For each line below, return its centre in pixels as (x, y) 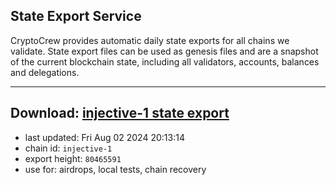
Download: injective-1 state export (120, 113)
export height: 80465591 (73, 158)
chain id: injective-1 (68, 148)
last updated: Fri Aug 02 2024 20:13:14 (104, 137)
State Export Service (76, 16)
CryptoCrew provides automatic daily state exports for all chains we (150, 40)
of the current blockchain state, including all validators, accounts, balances (165, 61)
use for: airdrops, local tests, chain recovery (115, 169)
